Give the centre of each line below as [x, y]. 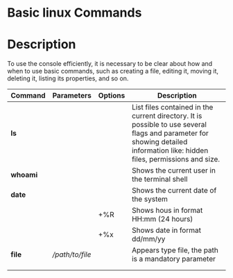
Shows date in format [166, 230]
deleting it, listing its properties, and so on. [68, 78]
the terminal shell [159, 180]
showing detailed [159, 142]
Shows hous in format [167, 211]
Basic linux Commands [75, 13]
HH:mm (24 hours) [162, 219]
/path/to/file [72, 254]
